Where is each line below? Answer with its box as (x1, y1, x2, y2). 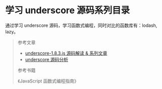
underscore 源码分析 (25, 56, 69, 62)
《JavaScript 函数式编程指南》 (17, 78, 79, 84)
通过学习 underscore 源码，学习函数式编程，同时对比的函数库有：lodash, (5, 22, 157, 28)
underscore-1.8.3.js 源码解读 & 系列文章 (25, 50, 107, 56)
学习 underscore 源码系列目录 (5, 5, 130, 16)
